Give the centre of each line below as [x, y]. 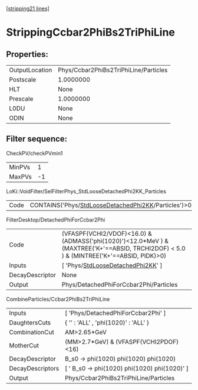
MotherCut [24, 345]
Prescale [21, 99]
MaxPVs [21, 177]
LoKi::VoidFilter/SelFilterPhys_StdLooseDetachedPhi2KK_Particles [86, 191]
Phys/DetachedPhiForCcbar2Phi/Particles [120, 284]
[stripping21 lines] [28, 9]
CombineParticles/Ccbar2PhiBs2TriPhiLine [58, 299]
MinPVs [20, 167]
